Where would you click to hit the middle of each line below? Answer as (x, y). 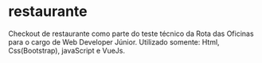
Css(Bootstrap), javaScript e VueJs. (67, 50)
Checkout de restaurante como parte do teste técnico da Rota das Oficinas (131, 33)
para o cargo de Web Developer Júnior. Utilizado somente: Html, (114, 41)
